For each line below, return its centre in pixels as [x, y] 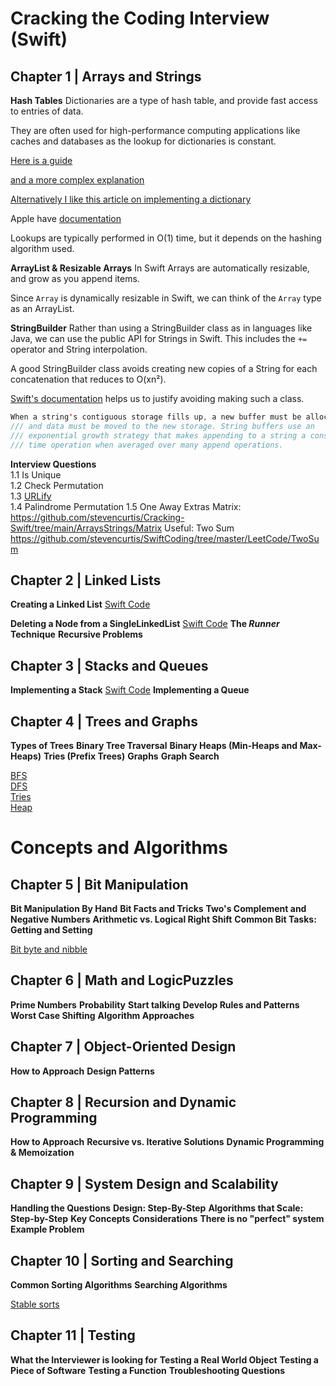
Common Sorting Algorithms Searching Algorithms [119, 1285]
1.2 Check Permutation [57, 485]
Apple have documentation [66, 218]
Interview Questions [53, 464]
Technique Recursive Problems [76, 634]
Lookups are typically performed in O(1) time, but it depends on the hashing [166, 238]
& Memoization [42, 1153]
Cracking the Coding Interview [140, 18]
